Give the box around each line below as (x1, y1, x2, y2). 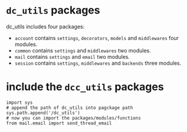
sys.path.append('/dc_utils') (6, 110, 81, 115)
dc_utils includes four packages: (6, 23, 85, 30)
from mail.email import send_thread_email (6, 120, 112, 126)
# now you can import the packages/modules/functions (6, 115, 142, 121)
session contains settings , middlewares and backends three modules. (14, 60, 182, 67)
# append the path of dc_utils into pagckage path (6, 104, 133, 111)
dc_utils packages (6, 4, 100, 17)
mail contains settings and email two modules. (14, 53, 130, 60)
